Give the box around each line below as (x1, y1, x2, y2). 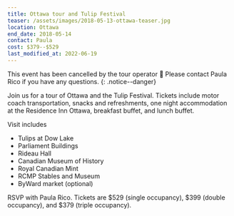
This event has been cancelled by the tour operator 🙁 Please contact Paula (7, 69, 227, 78)
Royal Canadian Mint (17, 164, 78, 173)
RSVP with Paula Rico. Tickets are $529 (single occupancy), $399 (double (7, 193, 226, 202)
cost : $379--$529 (7, 43, 59, 51)
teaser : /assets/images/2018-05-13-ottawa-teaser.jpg (7, 17, 171, 24)
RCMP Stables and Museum (17, 172, 101, 180)
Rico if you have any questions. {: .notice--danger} (7, 77, 157, 86)
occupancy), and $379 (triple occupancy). (7, 200, 132, 209)
